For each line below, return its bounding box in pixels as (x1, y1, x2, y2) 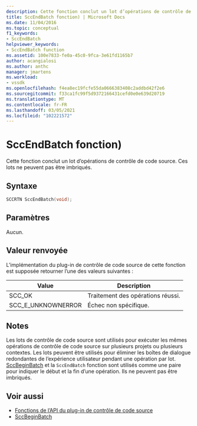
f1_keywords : (6, 31, 38, 37)
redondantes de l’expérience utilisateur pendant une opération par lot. (6, 355, 176, 362)
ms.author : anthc (6, 63, 49, 70)
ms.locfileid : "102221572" (6, 113, 73, 118)
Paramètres (6, 213, 50, 223)
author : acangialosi (6, 58, 57, 64)
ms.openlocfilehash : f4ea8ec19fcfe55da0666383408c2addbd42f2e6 (6, 85, 165, 91)
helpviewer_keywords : (6, 42, 60, 48)
